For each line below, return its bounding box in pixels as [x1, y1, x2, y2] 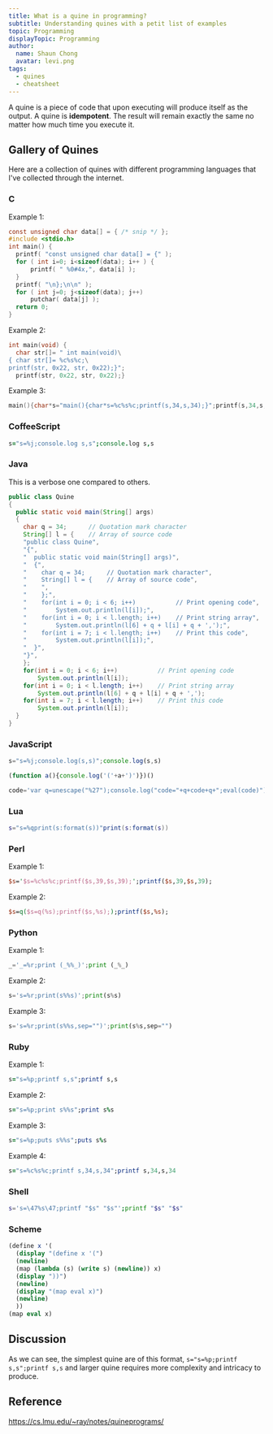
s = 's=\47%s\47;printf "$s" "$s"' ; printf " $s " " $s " [8, 1204, 184, 1213]
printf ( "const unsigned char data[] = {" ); [15, 250, 173, 258]
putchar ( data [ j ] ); [29, 296, 100, 304]
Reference [8, 1395, 63, 1409]
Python [8, 927, 38, 938]
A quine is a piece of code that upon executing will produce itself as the [8, 102, 249, 112]
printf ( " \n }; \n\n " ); [15, 280, 93, 288]
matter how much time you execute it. [8, 119, 135, 129]
